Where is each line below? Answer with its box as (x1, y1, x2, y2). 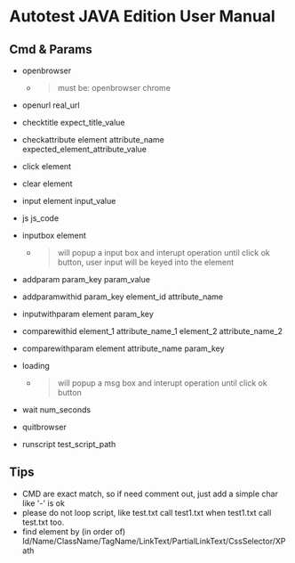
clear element (21, 178, 73, 189)
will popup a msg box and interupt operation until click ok (57, 378, 268, 388)
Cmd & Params (9, 42, 92, 57)
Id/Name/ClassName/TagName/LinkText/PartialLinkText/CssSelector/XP (21, 535, 286, 546)
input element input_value (21, 196, 116, 206)
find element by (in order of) (21, 526, 126, 536)
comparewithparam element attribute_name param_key (21, 343, 225, 354)
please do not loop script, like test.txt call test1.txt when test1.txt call (21, 507, 272, 518)
